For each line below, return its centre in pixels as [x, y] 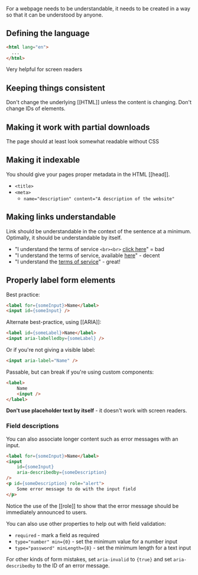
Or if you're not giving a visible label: [51, 350]
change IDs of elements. [36, 108]
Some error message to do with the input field [76, 489]
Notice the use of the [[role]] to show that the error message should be [92, 506]
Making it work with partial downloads [78, 127]
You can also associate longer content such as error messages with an [92, 439]
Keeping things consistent [56, 88]
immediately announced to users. [47, 512]
